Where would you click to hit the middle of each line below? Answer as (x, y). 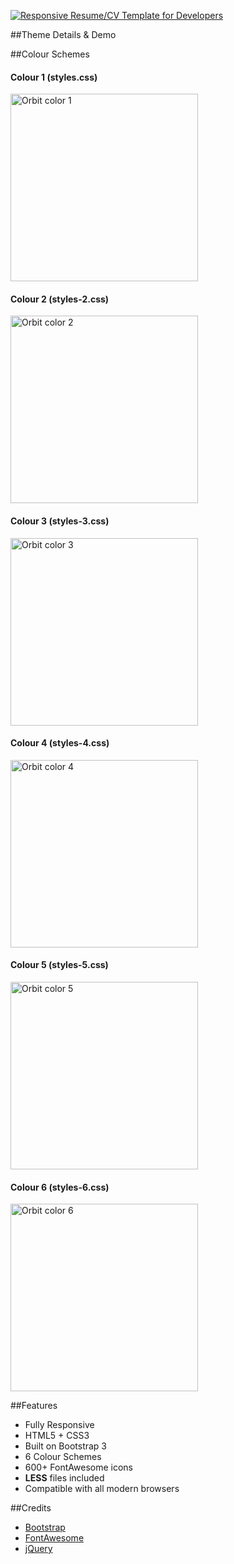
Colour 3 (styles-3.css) (60, 521)
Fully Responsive (59, 1425)
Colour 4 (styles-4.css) (60, 743)
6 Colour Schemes (63, 1457)
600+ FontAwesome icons (78, 1467)
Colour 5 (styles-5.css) (59, 965)
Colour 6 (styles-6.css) (60, 1187)
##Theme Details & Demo (63, 34)
